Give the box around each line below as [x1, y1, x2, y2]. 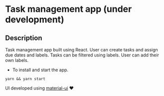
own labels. [5, 57, 29, 63]
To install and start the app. [12, 67, 69, 73]
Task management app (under [5, 3, 132, 15]
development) [5, 14, 65, 25]
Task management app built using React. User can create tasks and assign [5, 47, 158, 52]
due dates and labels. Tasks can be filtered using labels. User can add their [5, 52, 159, 58]
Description [5, 34, 42, 42]
